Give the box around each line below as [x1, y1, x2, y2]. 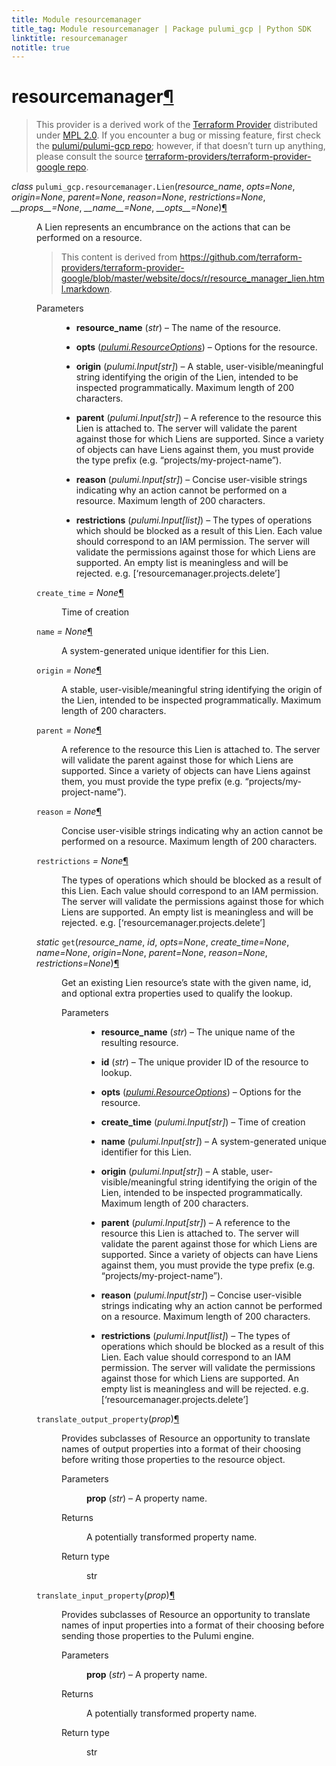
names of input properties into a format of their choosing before [61, 1619, 325, 1631]
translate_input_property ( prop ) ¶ [36, 1589, 176, 1601]
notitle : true [11, 42, 71, 53]
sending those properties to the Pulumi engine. [61, 1630, 255, 1642]
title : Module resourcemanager [11, 14, 142, 25]
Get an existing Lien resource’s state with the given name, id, [61, 977, 312, 989]
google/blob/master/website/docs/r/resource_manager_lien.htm [60, 272, 325, 285]
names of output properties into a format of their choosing [61, 1443, 302, 1455]
